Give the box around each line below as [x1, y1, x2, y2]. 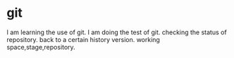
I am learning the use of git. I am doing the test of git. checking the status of [6, 28, 227, 36]
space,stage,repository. [6, 43, 75, 51]
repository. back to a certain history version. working [6, 35, 160, 43]
